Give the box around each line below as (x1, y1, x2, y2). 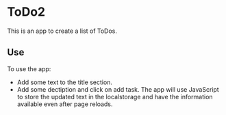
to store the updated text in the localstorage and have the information (16, 92, 214, 101)
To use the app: (7, 64, 51, 73)
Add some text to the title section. (16, 78, 113, 86)
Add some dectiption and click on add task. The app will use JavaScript (16, 85, 219, 93)
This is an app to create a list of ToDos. (7, 27, 118, 35)
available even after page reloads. (16, 100, 113, 108)
